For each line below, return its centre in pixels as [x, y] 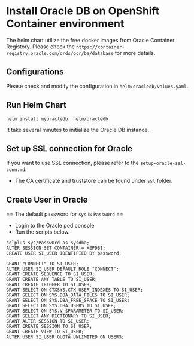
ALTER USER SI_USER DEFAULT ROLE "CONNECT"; [63, 269]
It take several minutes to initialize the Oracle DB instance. [78, 130]
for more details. [135, 53]
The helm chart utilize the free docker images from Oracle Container [90, 40]
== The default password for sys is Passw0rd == [65, 214]
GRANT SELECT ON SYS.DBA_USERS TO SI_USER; [61, 306]
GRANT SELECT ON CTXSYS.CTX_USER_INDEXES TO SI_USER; [75, 290]
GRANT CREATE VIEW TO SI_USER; [45, 332]
